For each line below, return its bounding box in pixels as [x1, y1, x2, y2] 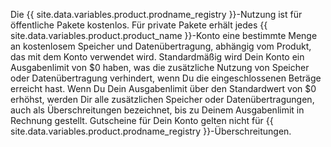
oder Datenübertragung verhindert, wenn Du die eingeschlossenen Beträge [10, 72, 322, 84]
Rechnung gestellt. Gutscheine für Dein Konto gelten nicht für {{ [10, 115, 274, 126]
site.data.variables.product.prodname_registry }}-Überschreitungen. [10, 125, 292, 137]
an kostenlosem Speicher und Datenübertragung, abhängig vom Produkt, [10, 40, 312, 52]
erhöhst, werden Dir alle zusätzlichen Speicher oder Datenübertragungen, [10, 94, 315, 105]
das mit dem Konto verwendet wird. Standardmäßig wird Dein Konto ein [10, 51, 305, 63]
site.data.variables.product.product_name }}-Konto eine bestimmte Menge [10, 30, 318, 41]
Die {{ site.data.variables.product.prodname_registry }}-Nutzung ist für [10, 9, 303, 20]
